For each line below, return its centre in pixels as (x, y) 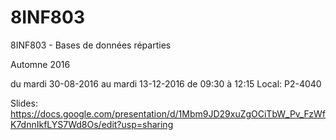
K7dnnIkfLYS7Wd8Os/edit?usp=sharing (92, 124)
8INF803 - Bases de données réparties (91, 45)
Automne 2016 (40, 64)
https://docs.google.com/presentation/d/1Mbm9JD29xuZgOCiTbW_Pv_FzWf (168, 113)
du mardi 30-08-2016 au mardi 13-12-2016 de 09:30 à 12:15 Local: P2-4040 (166, 83)
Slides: (24, 103)
